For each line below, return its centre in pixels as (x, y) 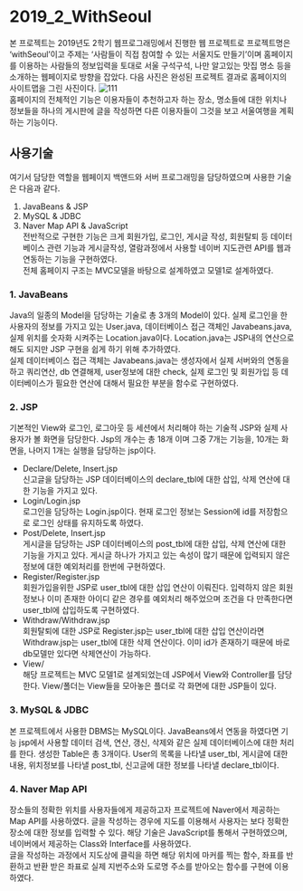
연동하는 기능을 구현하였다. (70, 259)
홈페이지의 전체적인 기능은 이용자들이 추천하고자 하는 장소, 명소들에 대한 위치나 (148, 99)
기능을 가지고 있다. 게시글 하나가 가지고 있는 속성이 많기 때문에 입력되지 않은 (156, 555)
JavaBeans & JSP (55, 206)
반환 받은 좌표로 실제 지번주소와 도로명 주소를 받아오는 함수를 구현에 (153, 866)
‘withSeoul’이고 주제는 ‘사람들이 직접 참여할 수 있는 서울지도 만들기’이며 (136, 54)
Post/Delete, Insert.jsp (64, 533)
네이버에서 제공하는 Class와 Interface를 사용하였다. (100, 843)
